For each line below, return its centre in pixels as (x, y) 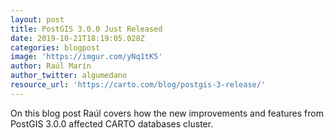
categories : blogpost (55, 47)
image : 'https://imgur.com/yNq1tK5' (86, 57)
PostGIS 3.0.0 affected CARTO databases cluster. (112, 123)
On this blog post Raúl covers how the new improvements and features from (167, 113)
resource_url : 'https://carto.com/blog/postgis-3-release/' (138, 85)
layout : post (37, 19)
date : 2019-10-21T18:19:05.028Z (77, 38)
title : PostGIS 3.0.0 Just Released (86, 29)
